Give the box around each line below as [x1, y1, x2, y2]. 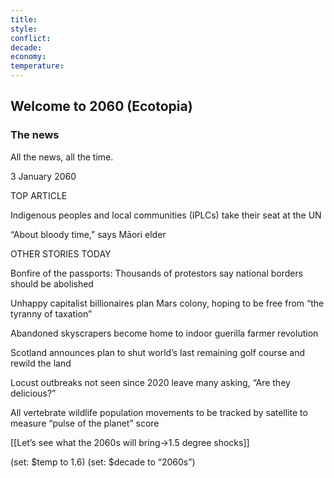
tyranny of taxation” [10, 307, 93, 320]
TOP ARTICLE [10, 189, 68, 201]
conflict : [10, 33, 52, 43]
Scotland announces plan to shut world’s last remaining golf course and [10, 346, 306, 358]
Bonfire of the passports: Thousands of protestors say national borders [10, 267, 304, 279]
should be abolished [10, 277, 94, 290]
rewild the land [10, 357, 72, 369]
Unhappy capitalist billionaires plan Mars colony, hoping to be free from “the [10, 297, 325, 309]
